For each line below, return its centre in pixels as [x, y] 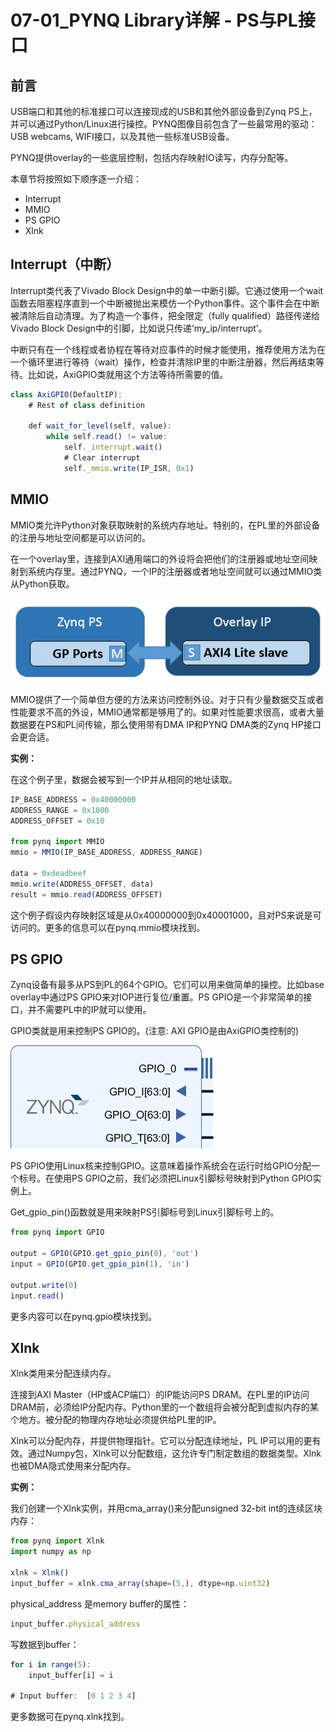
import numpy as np [51, 1552]
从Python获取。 [42, 583]
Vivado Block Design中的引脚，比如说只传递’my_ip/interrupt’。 [139, 328]
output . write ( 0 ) [44, 1285]
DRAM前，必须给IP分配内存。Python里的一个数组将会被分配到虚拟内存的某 [164, 1407]
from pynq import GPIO [57, 1232]
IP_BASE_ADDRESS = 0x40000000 [73, 799]
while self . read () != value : [107, 437]
